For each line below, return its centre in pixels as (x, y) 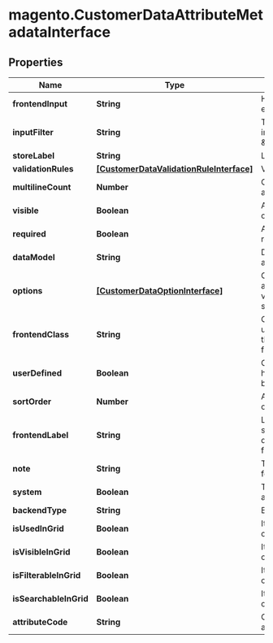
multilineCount (42, 187)
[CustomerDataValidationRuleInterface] (175, 169)
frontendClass (41, 335)
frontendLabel (41, 435)
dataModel (34, 257)
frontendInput (40, 104)
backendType (40, 510)
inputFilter (33, 132)
